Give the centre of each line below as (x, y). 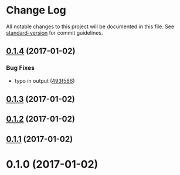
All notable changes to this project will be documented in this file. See (90, 26)
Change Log (36, 10)
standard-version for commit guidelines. (55, 32)
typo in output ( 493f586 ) (45, 80)
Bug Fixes (21, 68)
